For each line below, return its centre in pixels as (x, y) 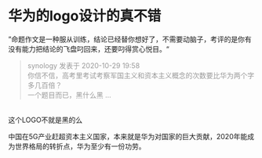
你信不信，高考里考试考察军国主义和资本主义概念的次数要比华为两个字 (141, 75)
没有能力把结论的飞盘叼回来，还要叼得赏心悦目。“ (89, 48)
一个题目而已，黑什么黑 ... (69, 95)
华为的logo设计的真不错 (85, 16)
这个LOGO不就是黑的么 (45, 120)
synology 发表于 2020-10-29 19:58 (84, 65)
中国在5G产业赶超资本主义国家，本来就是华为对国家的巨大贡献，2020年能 (128, 136)
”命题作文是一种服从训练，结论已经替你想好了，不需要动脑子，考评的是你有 (130, 39)
